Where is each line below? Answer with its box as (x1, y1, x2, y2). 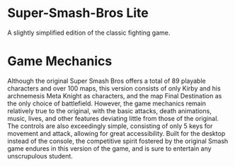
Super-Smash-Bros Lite (7, 5, 149, 21)
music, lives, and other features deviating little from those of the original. (7, 114, 219, 122)
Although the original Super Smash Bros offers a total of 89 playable (7, 76, 207, 85)
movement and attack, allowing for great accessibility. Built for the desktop (7, 129, 226, 137)
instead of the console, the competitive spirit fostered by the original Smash (7, 137, 229, 145)
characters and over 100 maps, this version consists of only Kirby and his (7, 83, 221, 93)
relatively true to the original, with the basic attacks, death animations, (7, 106, 212, 115)
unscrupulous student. (7, 151, 73, 160)
